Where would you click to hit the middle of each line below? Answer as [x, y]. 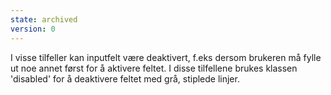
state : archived [44, 19]
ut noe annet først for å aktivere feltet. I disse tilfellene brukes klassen [154, 68]
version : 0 [33, 29]
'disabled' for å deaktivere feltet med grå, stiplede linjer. [125, 78]
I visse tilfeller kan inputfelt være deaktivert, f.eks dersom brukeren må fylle [166, 57]
